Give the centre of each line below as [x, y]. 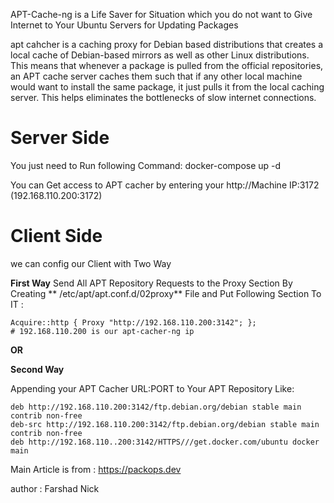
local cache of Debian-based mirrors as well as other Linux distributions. [160, 55]
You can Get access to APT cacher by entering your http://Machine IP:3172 [165, 185]
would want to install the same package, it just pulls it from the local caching [167, 87]
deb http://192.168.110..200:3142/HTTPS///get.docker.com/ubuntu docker [165, 442]
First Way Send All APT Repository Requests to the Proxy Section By [151, 283]
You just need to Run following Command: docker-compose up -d [146, 165]
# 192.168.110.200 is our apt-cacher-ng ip [102, 331]
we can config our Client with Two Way [91, 263]
